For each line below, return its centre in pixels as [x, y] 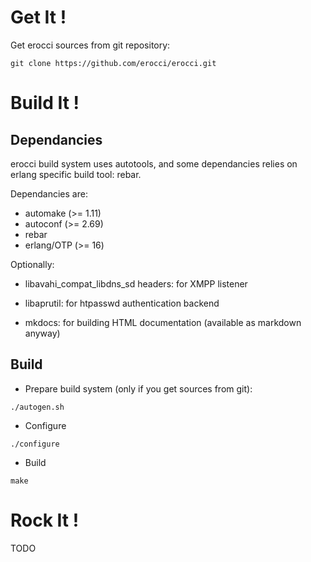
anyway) [42, 333]
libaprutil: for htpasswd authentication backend [122, 303]
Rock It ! [45, 520]
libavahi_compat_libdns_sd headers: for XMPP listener [136, 283]
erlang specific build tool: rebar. [76, 174]
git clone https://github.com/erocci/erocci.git [113, 63]
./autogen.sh [37, 407]
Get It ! [38, 17]
